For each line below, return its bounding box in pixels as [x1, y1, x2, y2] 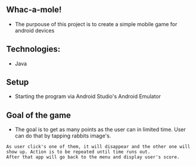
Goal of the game [6, 110, 71, 120]
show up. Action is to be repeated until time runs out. [6, 149, 151, 155]
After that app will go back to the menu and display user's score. [6, 154, 180, 160]
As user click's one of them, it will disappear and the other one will [6, 144, 191, 150]
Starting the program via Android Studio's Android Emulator [14, 93, 161, 100]
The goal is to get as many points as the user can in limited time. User [14, 126, 186, 133]
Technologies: [6, 44, 61, 54]
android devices [14, 27, 55, 34]
